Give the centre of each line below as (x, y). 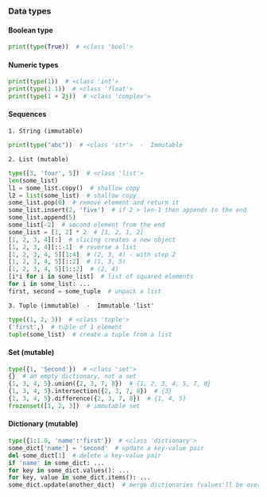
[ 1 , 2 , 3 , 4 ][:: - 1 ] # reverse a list (72, 247)
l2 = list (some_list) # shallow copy (72, 195)
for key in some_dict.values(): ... (69, 470)
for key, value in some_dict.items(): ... (79, 478)
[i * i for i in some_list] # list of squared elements (101, 277)
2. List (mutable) (39, 159)
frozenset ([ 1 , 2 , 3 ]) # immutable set (74, 406)
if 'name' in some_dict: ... (56, 463)
